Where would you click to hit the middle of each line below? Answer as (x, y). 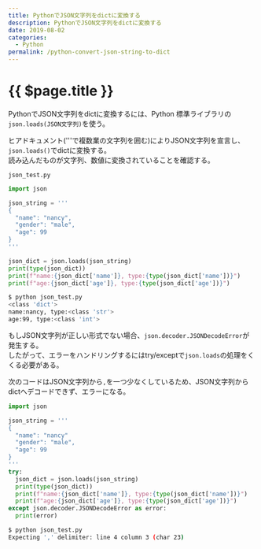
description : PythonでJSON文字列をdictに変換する (85, 23)
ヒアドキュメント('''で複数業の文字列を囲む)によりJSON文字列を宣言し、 (127, 140)
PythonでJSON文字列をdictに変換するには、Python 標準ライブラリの (120, 113)
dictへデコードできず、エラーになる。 (69, 391)
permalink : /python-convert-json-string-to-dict (89, 52)
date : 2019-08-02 (37, 30)
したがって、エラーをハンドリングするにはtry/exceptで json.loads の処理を (128, 354)
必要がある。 (42, 365)
